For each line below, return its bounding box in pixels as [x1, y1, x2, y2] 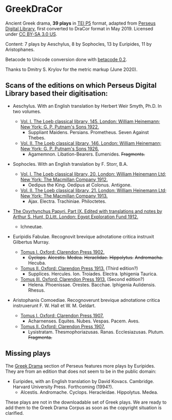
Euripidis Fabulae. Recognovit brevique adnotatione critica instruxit [12, 233, 155, 239]
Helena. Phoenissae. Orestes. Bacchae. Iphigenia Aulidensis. [28, 281, 156, 288]
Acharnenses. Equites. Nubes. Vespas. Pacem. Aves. [28, 318, 140, 324]
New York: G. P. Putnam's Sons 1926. [20, 145, 99, 151]
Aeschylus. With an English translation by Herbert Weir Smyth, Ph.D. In [12, 103, 162, 109]
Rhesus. [28, 287, 45, 293]
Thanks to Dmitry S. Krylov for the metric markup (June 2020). [5, 66, 138, 72]
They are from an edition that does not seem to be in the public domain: [5, 368, 157, 374]
